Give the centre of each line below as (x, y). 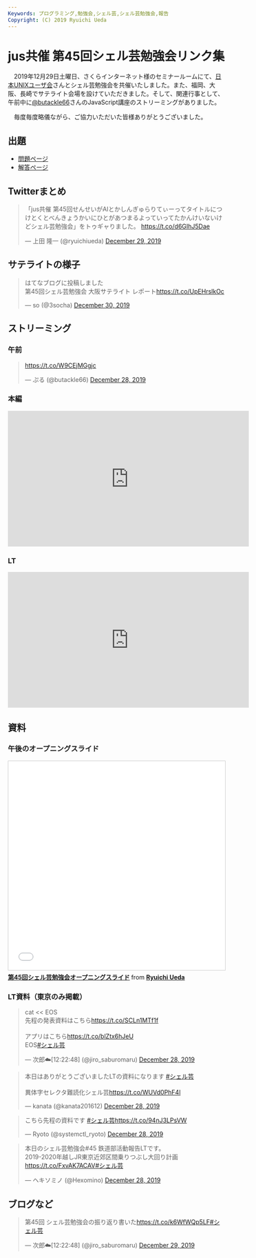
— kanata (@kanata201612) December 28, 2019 (92, 1106)
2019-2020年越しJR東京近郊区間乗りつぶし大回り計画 (101, 1157)
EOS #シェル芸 (45, 1045)
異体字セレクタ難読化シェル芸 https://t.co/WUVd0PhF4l (103, 1093)
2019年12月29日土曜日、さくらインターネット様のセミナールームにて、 (115, 77)
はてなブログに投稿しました (64, 283)
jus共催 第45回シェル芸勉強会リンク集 (116, 56)
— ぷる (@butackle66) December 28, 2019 (85, 379)
